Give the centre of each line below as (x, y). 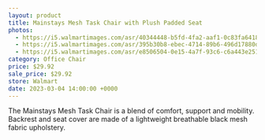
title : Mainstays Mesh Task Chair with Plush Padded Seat (105, 23)
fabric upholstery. (37, 127)
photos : (21, 30)
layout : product (35, 15)
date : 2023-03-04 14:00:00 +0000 (63, 88)
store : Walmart (33, 81)
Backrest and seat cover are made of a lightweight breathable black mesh (128, 120)
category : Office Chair (47, 60)
